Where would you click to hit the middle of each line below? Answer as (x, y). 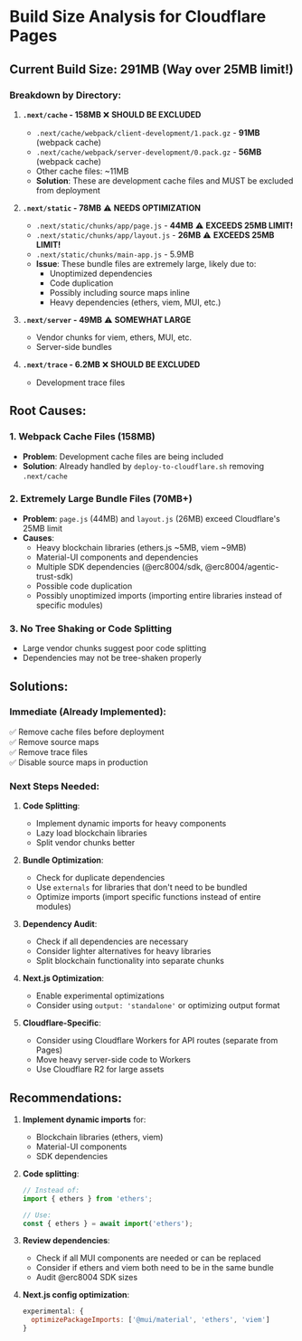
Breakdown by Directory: (66, 95)
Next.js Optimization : (63, 978)
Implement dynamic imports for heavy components (131, 824)
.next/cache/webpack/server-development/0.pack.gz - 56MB (149, 152)
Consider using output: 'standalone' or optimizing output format (158, 1006)
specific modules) (70, 605)
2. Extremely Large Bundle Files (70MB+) (101, 499)
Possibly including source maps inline (119, 292)
